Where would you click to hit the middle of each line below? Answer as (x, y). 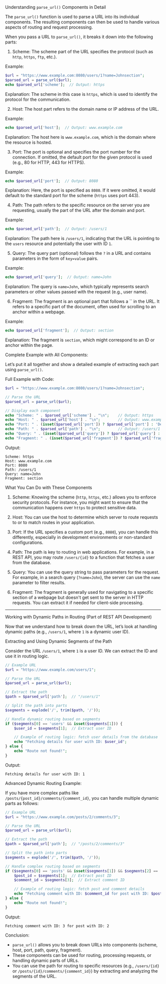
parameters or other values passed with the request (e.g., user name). (77, 292)
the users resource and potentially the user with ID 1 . (59, 244)
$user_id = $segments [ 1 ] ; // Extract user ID (63, 728)
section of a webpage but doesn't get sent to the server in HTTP (78, 597)
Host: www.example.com (28, 461)
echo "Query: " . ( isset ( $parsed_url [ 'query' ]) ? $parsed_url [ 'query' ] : (83, 434)
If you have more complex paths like (42, 793)
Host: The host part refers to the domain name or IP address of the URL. (85, 109)
